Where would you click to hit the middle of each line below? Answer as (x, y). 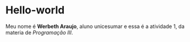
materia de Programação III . (39, 32)
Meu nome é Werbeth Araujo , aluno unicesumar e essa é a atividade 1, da (95, 26)
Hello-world (35, 10)
